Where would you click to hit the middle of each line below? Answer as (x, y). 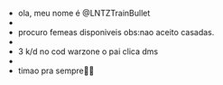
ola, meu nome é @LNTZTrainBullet (84, 13)
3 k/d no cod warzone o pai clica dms (88, 52)
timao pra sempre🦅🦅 (56, 71)
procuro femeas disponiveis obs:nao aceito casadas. (116, 32)
